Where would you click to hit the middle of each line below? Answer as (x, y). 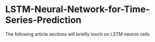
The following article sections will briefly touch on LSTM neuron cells (77, 34)
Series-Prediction (43, 20)
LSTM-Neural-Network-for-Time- (77, 9)
